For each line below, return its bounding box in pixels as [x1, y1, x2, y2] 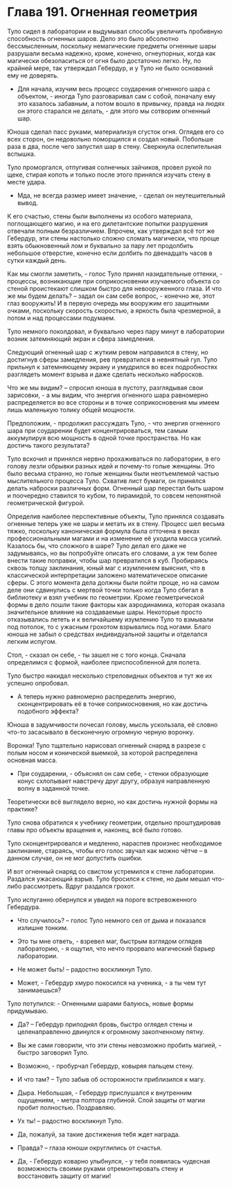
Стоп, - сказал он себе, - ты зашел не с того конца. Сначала [7, 651, 186, 659]
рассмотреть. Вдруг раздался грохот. [23, 881, 135, 890]
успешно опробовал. [7, 678, 69, 687]
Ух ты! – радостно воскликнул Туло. [17, 1116, 123, 1125]
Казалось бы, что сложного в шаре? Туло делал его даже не [7, 541, 187, 549]
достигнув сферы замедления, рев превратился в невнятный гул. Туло [7, 355, 218, 364]
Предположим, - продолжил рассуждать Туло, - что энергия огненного [7, 419, 220, 427]
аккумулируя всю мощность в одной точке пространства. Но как [7, 434, 202, 442]
